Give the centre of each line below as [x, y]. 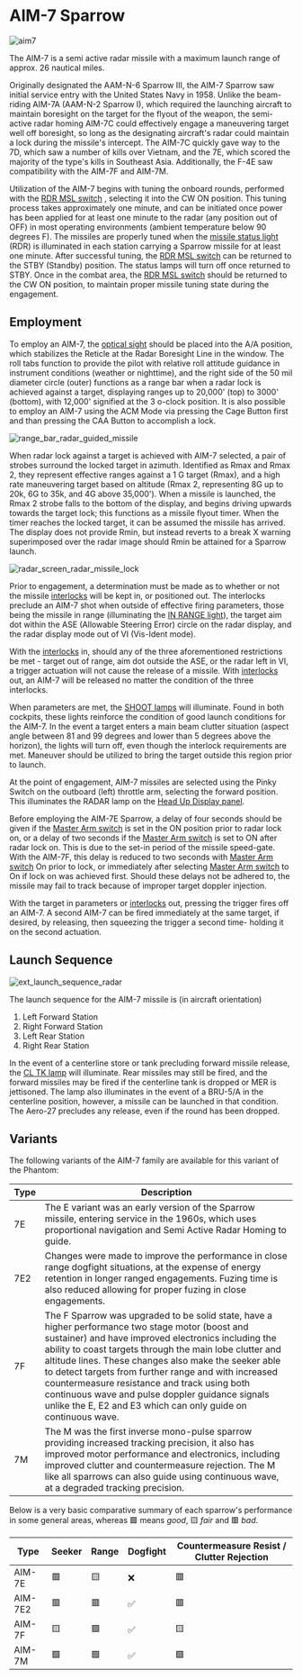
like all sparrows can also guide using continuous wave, [162, 1476]
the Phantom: [34, 1170]
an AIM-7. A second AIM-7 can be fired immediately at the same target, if [145, 912]
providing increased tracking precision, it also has [149, 1443]
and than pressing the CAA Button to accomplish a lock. [113, 421]
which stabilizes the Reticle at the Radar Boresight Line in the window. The [147, 353]
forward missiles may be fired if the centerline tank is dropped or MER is [143, 1082]
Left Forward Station [60, 1016]
